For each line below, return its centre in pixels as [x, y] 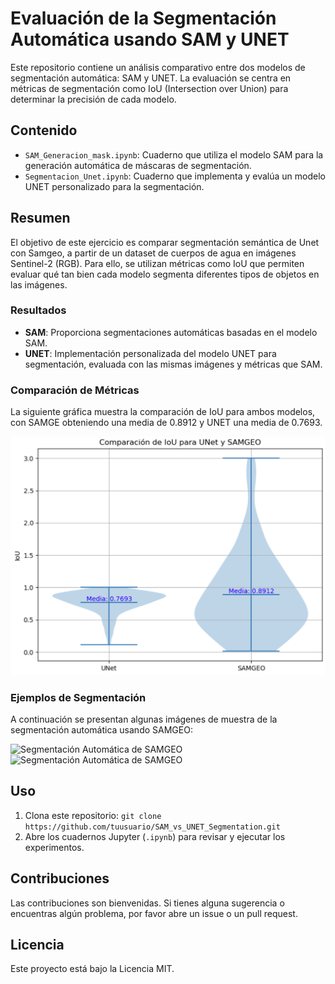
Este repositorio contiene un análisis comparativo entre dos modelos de [158, 67]
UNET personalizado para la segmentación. [114, 186]
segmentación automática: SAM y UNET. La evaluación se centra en [151, 78]
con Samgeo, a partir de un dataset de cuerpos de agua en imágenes [153, 253]
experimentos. [54, 847]
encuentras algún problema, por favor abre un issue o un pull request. [154, 913]
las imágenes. [39, 284]
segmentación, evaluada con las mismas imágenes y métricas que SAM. [173, 364]
